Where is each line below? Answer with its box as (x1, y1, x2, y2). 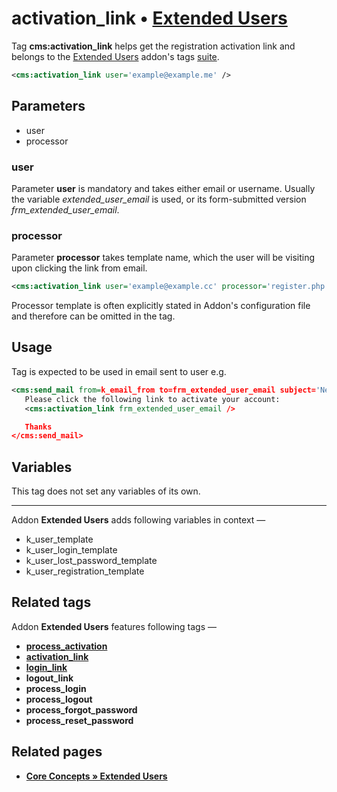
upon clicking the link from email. (11, 262, 148, 274)
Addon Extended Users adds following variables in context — (11, 514, 266, 526)
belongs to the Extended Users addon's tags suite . (11, 50, 220, 62)
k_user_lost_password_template (25, 555, 158, 567)
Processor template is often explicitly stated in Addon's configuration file (11, 300, 311, 312)
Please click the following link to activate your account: (24, 394, 281, 404)
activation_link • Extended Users (11, 7, 288, 30)
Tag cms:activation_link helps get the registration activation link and (11, 40, 296, 52)
